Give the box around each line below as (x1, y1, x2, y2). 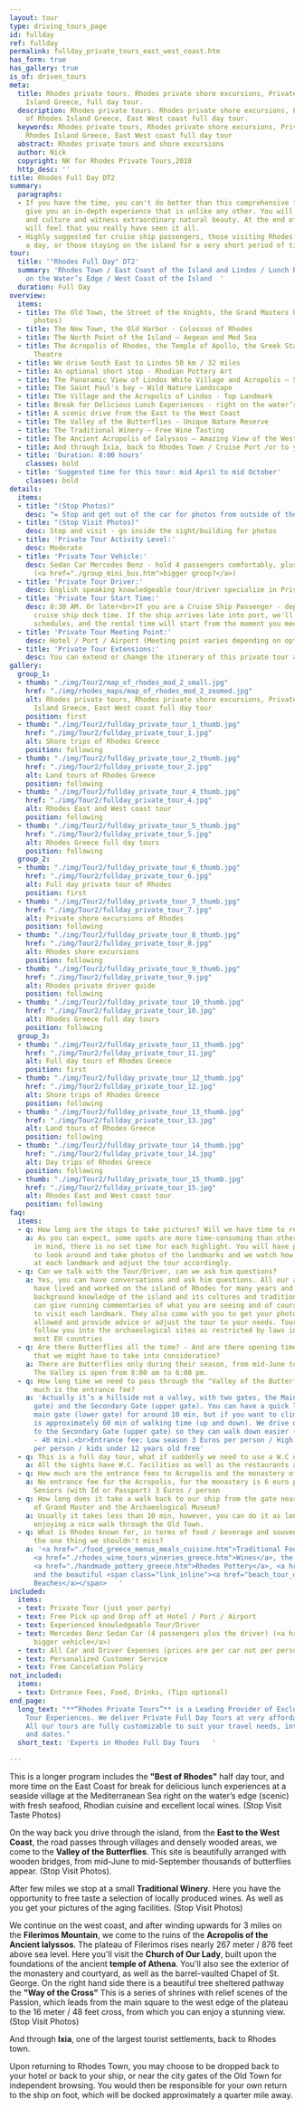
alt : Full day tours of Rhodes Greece (25, 1056, 172, 1066)
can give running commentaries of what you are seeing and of (33, 1301, 273, 1310)
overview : (9, 291, 47, 300)
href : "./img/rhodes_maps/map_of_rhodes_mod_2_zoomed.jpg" (25, 686, 253, 695)
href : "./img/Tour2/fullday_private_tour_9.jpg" (25, 972, 213, 982)
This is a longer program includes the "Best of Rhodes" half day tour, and (9, 1771, 285, 1781)
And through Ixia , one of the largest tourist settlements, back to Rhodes (9, 2034, 277, 2044)
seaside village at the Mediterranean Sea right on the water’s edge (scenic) (9, 1790, 290, 1801)
